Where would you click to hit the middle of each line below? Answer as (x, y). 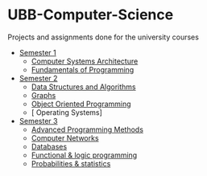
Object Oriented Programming (81, 104)
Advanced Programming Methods (87, 129)
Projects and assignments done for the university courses (103, 37)
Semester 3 (38, 121)
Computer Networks (65, 137)
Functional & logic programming (84, 155)
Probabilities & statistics (71, 163)
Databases (49, 146)
